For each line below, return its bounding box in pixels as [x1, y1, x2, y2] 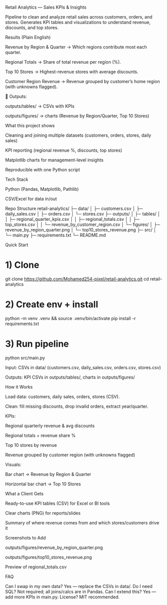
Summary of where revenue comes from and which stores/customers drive [5, 519, 160, 525]
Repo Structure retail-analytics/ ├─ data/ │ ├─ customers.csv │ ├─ [5, 205, 143, 211]
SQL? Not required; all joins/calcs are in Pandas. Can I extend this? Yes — [5, 588, 156, 594]
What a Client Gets [5, 490, 44, 496]
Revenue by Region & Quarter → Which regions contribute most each [5, 44, 147, 50]
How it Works [5, 384, 33, 390]
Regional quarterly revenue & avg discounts [5, 423, 95, 429]
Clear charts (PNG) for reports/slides [5, 510, 81, 516]
